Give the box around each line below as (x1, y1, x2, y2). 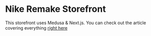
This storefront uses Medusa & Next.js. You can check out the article (5, 20, 146, 26)
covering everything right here (5, 25, 68, 31)
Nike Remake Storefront (5, 3, 106, 15)
